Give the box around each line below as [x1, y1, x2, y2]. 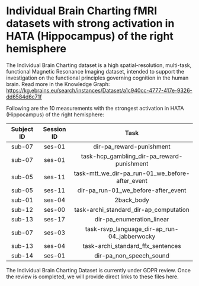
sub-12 [11, 205, 34, 214]
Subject [11, 125, 34, 133]
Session [43, 125, 66, 133]
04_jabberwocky [108, 232, 156, 240]
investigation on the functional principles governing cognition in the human [6, 74, 189, 81]
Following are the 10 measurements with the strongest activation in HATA [6, 104, 184, 112]
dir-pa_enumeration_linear [94, 215, 169, 223]
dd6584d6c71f [6, 93, 42, 100]
